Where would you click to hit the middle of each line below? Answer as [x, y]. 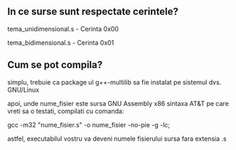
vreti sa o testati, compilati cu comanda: [66, 111]
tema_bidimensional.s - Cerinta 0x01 [61, 43]
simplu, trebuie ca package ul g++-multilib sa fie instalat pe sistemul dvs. [114, 82]
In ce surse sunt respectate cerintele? [93, 12]
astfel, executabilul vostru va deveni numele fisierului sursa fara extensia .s [117, 139]
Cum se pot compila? [55, 65]
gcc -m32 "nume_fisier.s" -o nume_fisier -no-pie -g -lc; [89, 124]
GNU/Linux [23, 90]
